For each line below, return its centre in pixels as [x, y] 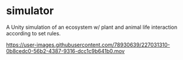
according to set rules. [33, 33]
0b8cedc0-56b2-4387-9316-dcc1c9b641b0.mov [66, 51]
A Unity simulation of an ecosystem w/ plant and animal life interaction [92, 27]
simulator [30, 11]
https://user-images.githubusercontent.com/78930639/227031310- [88, 45]
